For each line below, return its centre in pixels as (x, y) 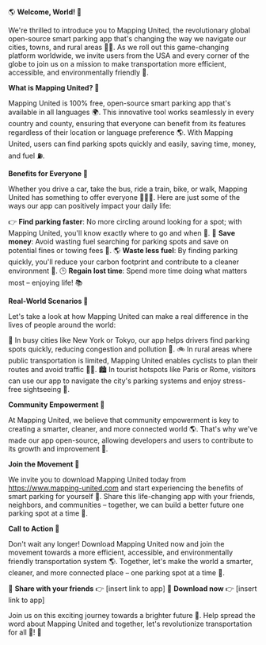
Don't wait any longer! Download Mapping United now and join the (116, 544)
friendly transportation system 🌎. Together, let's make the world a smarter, (131, 561)
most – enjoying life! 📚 (46, 282)
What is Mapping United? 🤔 (54, 88)
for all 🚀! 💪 (25, 632)
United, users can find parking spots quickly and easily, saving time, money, (132, 144)
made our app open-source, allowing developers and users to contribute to (131, 440)
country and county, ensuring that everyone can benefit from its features (127, 123)
